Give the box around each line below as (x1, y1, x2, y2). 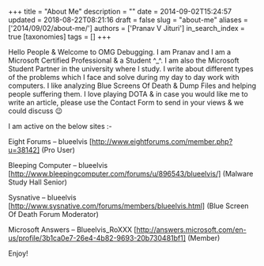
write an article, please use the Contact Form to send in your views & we (8, 98, 244, 107)
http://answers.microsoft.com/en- (136, 225, 247, 234)
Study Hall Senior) (8, 177, 67, 187)
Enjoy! (8, 249, 29, 258)
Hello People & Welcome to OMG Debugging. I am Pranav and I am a (8, 47, 232, 56)
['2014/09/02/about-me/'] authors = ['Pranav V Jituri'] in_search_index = (8, 24, 245, 32)
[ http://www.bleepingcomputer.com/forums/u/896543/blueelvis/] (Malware (8, 169, 254, 178)
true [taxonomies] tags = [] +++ (8, 32, 112, 41)
